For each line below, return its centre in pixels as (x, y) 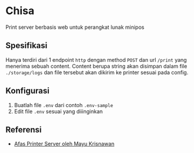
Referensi (24, 130)
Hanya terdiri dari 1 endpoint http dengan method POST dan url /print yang (96, 59)
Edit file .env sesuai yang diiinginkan (58, 111)
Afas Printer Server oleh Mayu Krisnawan (64, 144)
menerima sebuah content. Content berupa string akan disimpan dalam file (96, 66)
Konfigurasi (27, 91)
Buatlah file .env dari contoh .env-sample (63, 105)
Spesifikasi (27, 46)
